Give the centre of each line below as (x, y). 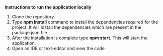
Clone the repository (33, 17)
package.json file (30, 32)
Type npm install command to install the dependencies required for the (85, 22)
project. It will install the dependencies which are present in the (77, 27)
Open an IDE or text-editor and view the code (58, 48)
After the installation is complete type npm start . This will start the (80, 38)
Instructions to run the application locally (48, 7)
